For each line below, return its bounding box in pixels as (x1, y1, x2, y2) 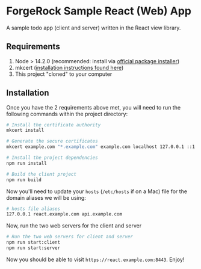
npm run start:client (6, 240, 61, 246)
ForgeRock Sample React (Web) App (6, 4, 191, 18)
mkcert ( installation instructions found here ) (14, 64, 124, 71)
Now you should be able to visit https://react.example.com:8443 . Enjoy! (6, 256, 185, 263)
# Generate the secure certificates (6, 138, 98, 144)
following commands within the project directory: (6, 110, 128, 117)
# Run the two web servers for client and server (6, 233, 134, 240)
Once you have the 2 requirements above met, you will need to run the (6, 104, 181, 111)
